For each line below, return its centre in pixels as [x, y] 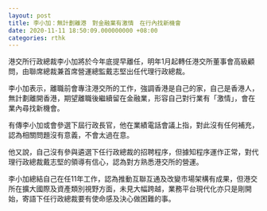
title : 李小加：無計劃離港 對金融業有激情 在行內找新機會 [95, 23]
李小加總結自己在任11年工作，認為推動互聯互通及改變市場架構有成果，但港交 [133, 179]
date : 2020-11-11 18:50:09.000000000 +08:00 [83, 30]
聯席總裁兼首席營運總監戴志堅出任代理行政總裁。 [109, 72]
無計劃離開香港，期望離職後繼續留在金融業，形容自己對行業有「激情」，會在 [132, 98]
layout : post [30, 16]
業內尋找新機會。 [36, 108]
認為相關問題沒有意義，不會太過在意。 [71, 135]
